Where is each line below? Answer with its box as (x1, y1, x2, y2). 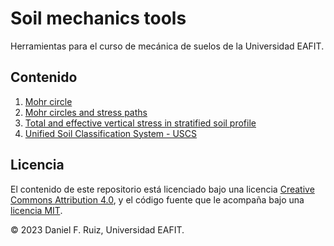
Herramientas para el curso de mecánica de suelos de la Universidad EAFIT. (10, 40, 325, 52)
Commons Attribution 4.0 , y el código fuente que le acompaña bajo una (10, 193, 305, 206)
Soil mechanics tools (10, 7, 187, 30)
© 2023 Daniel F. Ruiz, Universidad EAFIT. (10, 223, 185, 236)
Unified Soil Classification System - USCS (24, 127, 198, 139)
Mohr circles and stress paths (24, 106, 148, 118)
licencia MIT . (10, 204, 63, 216)
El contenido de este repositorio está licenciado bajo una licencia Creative (10, 183, 315, 195)
